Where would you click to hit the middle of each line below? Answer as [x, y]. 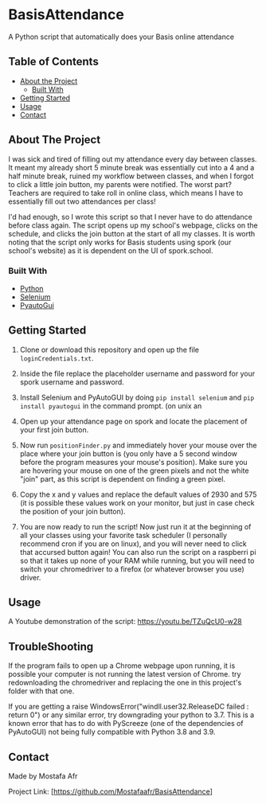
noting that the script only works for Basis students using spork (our [120, 242]
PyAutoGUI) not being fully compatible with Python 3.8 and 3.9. [112, 732]
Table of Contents [54, 62]
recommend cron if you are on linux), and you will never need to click [133, 544]
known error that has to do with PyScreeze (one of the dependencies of [126, 724]
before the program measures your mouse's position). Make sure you [134, 462]
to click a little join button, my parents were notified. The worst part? [120, 184]
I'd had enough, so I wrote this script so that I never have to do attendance [130, 217]
